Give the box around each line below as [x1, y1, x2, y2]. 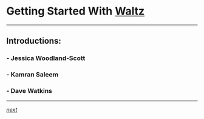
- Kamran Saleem [6, 70, 59, 79]
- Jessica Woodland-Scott [6, 54, 86, 63]
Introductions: [6, 36, 62, 46]
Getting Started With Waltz [6, 4, 145, 18]
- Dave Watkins [6, 87, 53, 95]
